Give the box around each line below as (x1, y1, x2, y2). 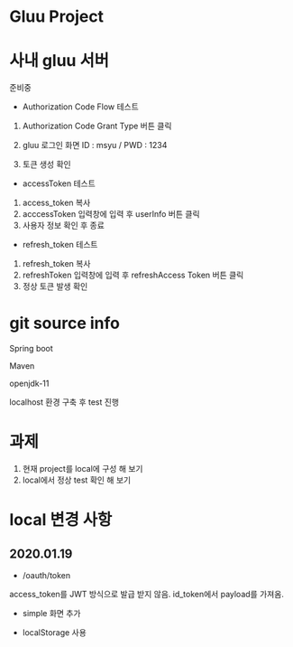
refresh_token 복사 (22, 258, 91, 269)
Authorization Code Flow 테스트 (22, 101, 140, 112)
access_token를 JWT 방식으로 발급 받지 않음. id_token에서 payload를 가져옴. (9, 589, 284, 599)
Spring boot (9, 343, 54, 354)
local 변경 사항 (9, 510, 113, 530)
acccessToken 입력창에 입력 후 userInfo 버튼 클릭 (22, 209, 200, 220)
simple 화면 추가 (22, 608, 81, 618)
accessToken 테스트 (22, 178, 96, 189)
